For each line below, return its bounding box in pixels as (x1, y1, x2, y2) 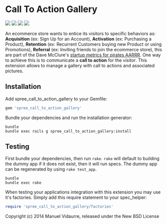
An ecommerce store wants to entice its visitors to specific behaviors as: (5, 30, 156, 36)
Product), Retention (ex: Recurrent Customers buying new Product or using (5, 41, 162, 47)
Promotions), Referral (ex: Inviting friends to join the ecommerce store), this (5, 46, 162, 52)
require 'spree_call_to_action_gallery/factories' (5, 204, 114, 209)
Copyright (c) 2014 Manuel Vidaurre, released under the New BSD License (5, 213, 159, 219)
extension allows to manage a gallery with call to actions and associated (5, 62, 155, 68)
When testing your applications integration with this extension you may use (5, 189, 161, 195)
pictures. (5, 68, 24, 74)
